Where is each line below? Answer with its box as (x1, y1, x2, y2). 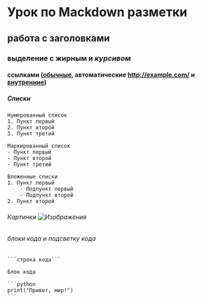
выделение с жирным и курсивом (7, 53, 131, 63)
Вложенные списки (7, 173, 58, 180)
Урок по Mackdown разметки (7, 4, 188, 20)
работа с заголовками (7, 32, 110, 44)
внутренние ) (7, 78, 47, 86)
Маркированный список (7, 143, 71, 150)
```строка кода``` (7, 256, 61, 263)
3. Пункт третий (7, 131, 55, 138)
